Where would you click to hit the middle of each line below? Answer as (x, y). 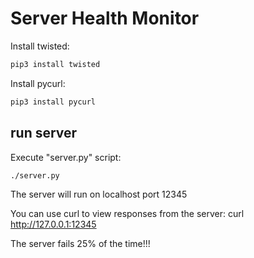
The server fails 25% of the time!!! (80, 244)
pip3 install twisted (55, 64)
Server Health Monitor (105, 18)
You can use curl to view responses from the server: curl (127, 214)
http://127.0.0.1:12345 (53, 224)
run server (44, 133)
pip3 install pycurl (53, 102)
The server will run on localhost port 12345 (99, 194)
